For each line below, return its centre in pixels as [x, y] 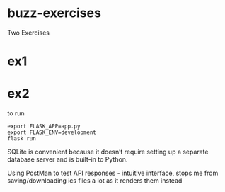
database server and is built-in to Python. [68, 159]
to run [16, 113]
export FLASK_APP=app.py [44, 126]
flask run [22, 139]
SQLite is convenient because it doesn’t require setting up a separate [108, 152]
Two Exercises [28, 33]
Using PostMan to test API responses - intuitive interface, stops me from [113, 173]
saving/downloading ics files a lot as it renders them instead [95, 181]
